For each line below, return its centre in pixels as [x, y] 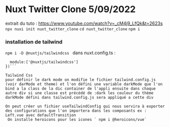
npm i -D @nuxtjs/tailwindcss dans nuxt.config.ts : [61, 53]
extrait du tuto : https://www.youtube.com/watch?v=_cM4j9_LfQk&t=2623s [84, 23]
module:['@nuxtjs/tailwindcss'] [44, 62]
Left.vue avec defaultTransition [41, 115]
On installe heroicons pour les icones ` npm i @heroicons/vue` [77, 120]
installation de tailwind [34, 41]
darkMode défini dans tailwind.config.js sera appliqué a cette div [79, 98]
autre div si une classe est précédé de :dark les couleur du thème [79, 93]
